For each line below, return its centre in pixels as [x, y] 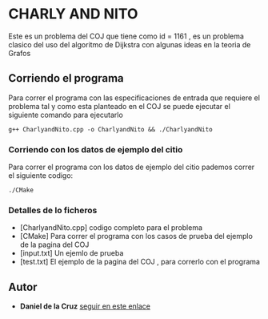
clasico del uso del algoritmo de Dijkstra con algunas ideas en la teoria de [130, 44]
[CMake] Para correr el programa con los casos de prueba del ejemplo [136, 236]
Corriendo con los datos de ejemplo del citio [96, 149]
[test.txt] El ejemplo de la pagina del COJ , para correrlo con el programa [140, 262]
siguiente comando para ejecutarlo [66, 115]
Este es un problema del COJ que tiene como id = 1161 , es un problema [126, 36]
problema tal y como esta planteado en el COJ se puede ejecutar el [119, 106]
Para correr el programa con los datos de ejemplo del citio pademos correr [132, 167]
